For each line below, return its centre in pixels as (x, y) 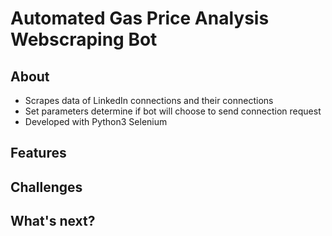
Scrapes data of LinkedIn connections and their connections (149, 100)
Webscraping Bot (84, 39)
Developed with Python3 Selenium (96, 121)
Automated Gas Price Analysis (140, 18)
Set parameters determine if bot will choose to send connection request (173, 111)
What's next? (53, 221)
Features (38, 153)
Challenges (46, 187)
